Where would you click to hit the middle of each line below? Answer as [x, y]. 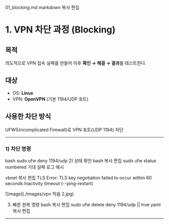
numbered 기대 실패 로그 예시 [35, 167]
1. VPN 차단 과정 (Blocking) [60, 30]
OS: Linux [23, 93]
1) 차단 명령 [18, 149]
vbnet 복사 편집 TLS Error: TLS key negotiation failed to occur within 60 [78, 177]
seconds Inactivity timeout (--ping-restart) [49, 183]
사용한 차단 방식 [28, 117]
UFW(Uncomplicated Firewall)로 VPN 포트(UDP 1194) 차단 [64, 129]
